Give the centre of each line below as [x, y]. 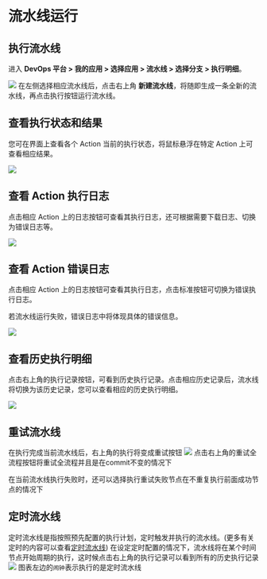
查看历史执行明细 [50, 359]
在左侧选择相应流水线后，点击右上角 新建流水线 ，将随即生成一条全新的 [134, 85]
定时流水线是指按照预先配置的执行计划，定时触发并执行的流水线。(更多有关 [132, 537]
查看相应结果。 [33, 153]
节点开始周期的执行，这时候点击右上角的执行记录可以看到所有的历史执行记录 [133, 557]
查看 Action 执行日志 [59, 196]
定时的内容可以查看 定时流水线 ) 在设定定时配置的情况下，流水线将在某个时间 [132, 547]
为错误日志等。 [33, 227]
